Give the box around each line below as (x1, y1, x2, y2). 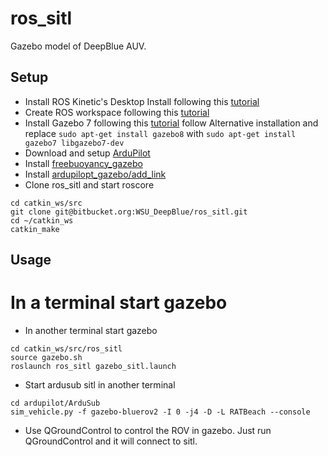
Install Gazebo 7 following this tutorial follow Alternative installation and (24, 117, 319, 129)
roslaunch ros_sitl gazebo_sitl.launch (10, 362, 177, 372)
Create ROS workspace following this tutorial (24, 106, 210, 118)
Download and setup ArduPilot (24, 147, 151, 159)
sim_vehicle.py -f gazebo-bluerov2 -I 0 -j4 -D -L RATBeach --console (10, 407, 311, 417)
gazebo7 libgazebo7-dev (24, 138, 125, 148)
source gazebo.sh (10, 353, 83, 363)
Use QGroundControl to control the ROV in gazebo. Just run (24, 425, 272, 437)
